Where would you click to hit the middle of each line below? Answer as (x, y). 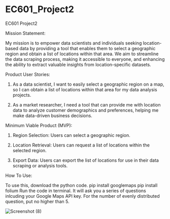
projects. (22, 95)
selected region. (29, 150)
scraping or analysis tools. (40, 165)
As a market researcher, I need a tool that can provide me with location (87, 104)
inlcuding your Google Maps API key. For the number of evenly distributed (82, 196)
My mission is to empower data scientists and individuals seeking (74, 43)
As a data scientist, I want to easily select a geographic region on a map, (88, 84)
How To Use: (19, 175)
